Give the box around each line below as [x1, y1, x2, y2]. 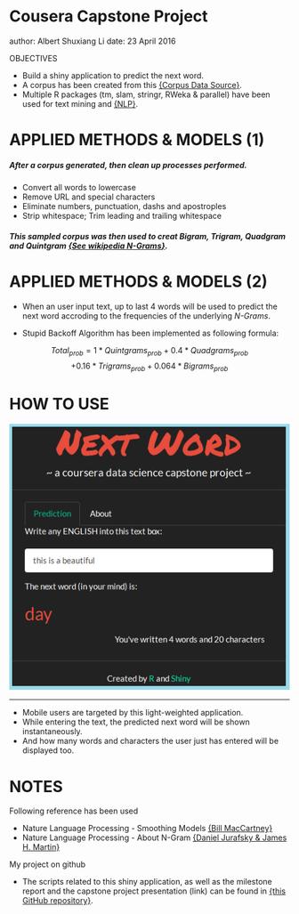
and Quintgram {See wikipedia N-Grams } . [9, 240, 168, 251]
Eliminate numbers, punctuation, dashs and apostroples [21, 201, 227, 212]
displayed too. [21, 745, 75, 756]
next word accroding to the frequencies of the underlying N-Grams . [21, 310, 271, 321]
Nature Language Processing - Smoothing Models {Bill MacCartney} [21, 823, 273, 834]
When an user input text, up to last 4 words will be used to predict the [21, 301, 279, 311]
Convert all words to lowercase [21, 182, 136, 193]
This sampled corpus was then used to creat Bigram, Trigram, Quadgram [9, 231, 287, 241]
